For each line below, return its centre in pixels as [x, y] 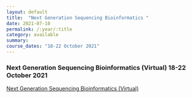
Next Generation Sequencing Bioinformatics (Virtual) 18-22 [96, 67]
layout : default [27, 12]
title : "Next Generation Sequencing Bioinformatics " [78, 18]
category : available [33, 35]
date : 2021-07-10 [28, 23]
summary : [17, 40]
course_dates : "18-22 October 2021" [53, 47]
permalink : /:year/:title [39, 29]
